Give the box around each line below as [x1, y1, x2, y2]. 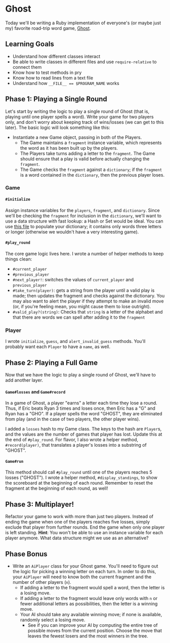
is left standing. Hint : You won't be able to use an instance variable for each [5, 530, 163, 536]
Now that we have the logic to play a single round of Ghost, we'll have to [5, 372, 156, 377]
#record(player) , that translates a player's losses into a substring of [5, 442, 147, 448]
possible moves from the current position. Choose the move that [27, 628, 162, 634]
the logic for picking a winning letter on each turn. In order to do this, [12, 569, 156, 575]
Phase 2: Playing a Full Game [5, 358, 98, 367]
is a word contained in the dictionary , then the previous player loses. [20, 172, 165, 178]
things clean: [5, 256, 32, 262]
